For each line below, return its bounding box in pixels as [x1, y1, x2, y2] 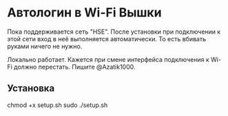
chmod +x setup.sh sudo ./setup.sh [7, 101, 108, 109]
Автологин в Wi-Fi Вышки [7, 5, 162, 21]
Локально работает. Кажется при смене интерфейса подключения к [7, 55, 210, 63]
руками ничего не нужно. [7, 42, 83, 50]
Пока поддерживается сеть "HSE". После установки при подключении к [7, 27, 221, 36]
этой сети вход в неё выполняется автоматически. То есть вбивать [7, 34, 207, 43]
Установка [7, 82, 55, 94]
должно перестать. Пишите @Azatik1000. [13, 62, 136, 71]
